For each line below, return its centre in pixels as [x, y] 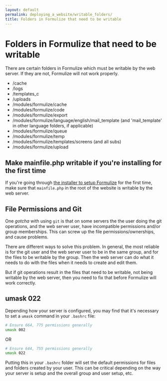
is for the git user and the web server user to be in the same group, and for [82, 252]
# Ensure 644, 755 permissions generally [49, 348]
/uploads [21, 99]
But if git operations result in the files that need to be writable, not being [79, 272]
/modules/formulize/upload [40, 147]
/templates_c [25, 94]
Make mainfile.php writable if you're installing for [83, 163]
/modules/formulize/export [40, 115]
